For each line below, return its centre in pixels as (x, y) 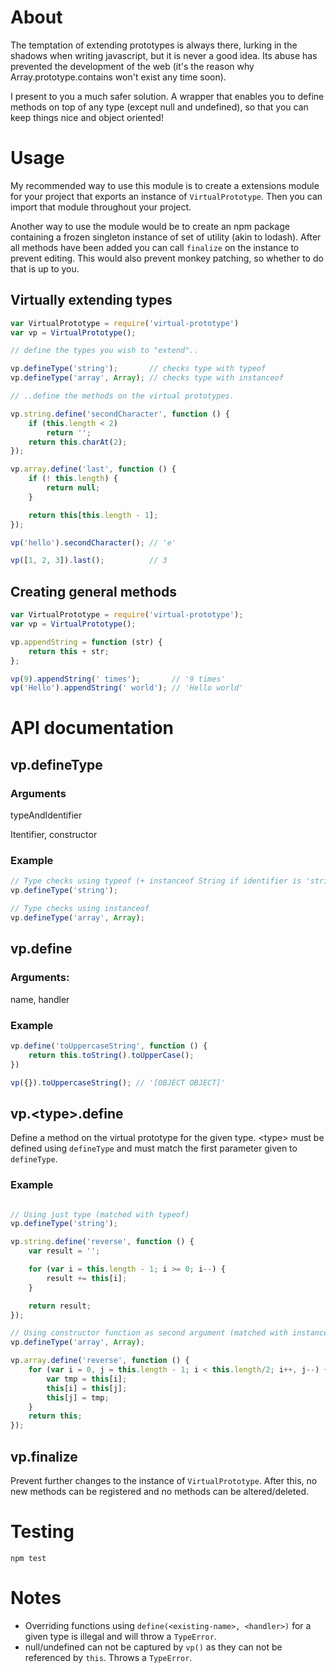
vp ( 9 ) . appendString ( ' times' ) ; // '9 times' (118, 679)
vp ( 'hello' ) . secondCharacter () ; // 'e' (93, 542)
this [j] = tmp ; (78, 1397)
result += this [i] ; (87, 1278)
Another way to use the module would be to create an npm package (150, 226)
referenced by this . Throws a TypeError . (108, 1657)
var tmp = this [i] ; (87, 1379)
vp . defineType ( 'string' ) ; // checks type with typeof (138, 369)
